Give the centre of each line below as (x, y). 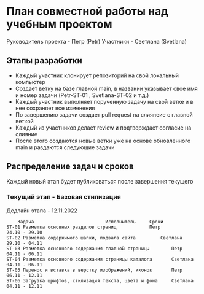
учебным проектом (59, 24)
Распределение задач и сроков (70, 167)
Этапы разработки (44, 60)
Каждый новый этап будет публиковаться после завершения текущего (100, 181)
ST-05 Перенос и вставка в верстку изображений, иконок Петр (95, 270)
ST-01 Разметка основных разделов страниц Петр (84, 227)
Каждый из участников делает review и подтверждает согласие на (103, 128)
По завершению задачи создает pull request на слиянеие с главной (104, 114)
